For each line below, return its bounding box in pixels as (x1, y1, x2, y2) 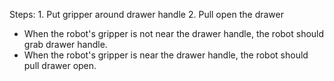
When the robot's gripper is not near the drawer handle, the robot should (23, 28, 325, 39)
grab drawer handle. (23, 39, 108, 50)
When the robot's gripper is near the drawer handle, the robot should (23, 49, 309, 61)
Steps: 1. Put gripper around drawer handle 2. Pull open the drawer (9, 9, 285, 20)
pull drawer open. (23, 60, 97, 71)
